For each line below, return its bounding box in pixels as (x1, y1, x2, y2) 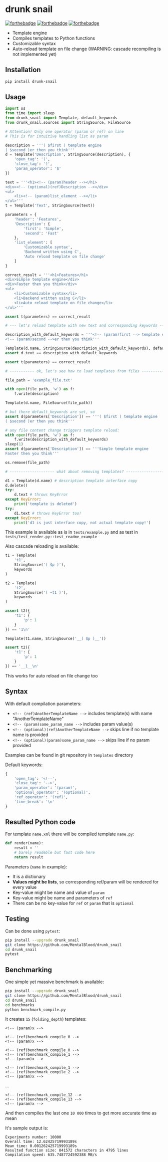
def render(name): (5, 841, 43, 846)
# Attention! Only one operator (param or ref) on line (5, 129, 124, 134)
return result (14, 855, 43, 860)
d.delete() (5, 483, 28, 488)
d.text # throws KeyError (14, 492, 68, 497)
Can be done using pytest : (5, 928, 60, 934)
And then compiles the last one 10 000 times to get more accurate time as (5, 1110, 156, 1116)
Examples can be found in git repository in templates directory (5, 752, 133, 758)
